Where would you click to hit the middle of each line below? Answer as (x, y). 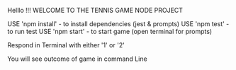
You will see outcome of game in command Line (77, 59)
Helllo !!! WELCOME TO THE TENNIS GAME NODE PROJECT (95, 10)
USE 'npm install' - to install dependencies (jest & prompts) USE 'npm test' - (118, 24)
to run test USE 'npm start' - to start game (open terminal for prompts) (110, 31)
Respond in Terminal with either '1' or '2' (66, 45)
